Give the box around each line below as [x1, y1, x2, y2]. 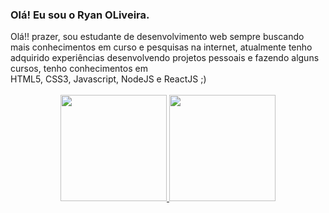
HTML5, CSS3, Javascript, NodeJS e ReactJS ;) [10, 73, 207, 85]
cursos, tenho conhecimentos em [10, 63, 148, 75]
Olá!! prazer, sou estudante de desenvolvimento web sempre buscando [10, 31, 305, 43]
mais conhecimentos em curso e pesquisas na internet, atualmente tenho [10, 41, 313, 53]
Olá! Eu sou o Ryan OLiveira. [10, 8, 150, 22]
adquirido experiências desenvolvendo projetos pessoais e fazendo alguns [10, 52, 320, 64]
